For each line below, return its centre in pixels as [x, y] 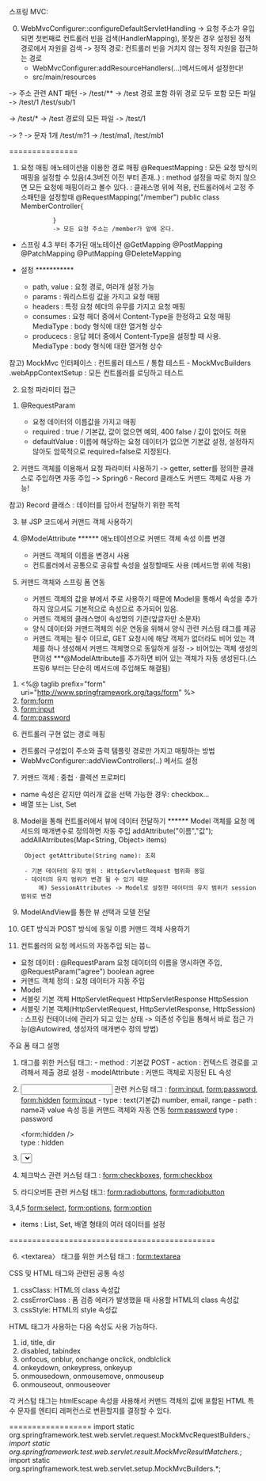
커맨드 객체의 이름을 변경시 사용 [81, 555]
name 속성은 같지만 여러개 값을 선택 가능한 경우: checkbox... [115, 794]
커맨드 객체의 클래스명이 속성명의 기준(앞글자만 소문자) [116, 619]
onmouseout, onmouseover [65, 1384]
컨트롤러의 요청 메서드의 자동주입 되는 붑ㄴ [86, 946]
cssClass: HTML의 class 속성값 [70, 1290]
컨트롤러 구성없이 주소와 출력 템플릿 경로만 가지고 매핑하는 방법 [118, 751]
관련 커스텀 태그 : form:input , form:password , [186, 1089]
